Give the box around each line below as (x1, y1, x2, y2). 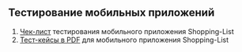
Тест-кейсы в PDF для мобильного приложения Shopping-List (19, 35, 229, 44)
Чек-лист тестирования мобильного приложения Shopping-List (19, 26, 235, 36)
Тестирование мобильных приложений (8, 6, 215, 19)
